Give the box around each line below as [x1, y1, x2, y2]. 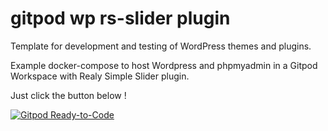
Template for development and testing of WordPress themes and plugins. [10, 40, 312, 52]
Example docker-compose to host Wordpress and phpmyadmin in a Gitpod [10, 59, 318, 71]
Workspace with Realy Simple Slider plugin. [10, 70, 190, 82]
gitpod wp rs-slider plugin [10, 7, 231, 30]
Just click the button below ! [10, 89, 127, 101]
